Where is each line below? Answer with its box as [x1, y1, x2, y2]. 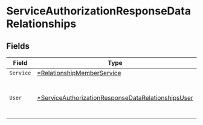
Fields [6, 41, 30, 51]
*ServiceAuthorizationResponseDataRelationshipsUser [37, 94, 193, 102]
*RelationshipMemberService [37, 69, 121, 77]
